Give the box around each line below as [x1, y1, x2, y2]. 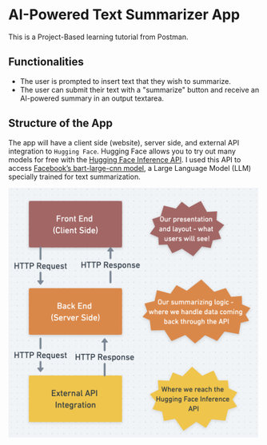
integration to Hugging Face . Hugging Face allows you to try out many [8, 146, 236, 156]
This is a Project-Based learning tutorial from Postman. [8, 32, 189, 42]
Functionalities [8, 55, 84, 69]
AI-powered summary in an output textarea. [19, 93, 165, 103]
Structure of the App [8, 117, 114, 130]
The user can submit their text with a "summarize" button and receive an [19, 85, 260, 94]
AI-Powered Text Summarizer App [8, 6, 241, 24]
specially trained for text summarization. [8, 172, 141, 181]
